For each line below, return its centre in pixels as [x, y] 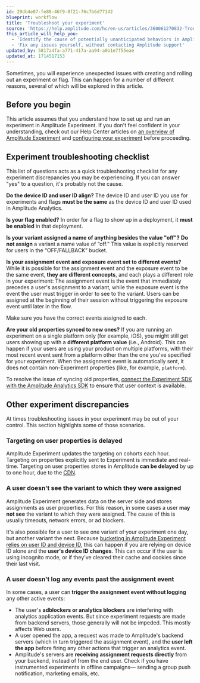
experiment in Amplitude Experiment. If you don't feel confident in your [93, 125]
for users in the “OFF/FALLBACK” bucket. [57, 250]
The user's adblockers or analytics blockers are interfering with [94, 610]
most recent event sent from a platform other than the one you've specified [99, 355]
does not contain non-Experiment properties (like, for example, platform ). [96, 367]
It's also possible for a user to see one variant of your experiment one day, [97, 532]
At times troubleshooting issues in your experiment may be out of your [93, 419]
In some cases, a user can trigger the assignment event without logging [96, 592]
